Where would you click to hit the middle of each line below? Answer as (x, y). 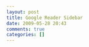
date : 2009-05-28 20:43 (37, 23)
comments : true (26, 29)
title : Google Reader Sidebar (45, 18)
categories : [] (26, 35)
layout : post (23, 12)
